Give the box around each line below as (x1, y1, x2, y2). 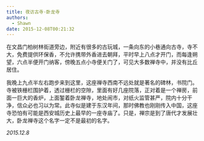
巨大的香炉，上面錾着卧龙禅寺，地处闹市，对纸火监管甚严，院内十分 (16, 94, 187, 101)
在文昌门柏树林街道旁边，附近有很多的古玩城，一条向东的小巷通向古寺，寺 (6, 43, 192, 50)
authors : (6, 15, 29, 21)
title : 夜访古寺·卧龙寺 (6, 9, 60, 15)
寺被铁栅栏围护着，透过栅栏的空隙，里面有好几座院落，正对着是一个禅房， (6, 86, 192, 94)
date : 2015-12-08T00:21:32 (6, 26, 75, 32)
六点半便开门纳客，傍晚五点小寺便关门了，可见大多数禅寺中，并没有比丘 (16, 58, 198, 66)
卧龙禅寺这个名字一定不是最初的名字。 (16, 117, 113, 125)
